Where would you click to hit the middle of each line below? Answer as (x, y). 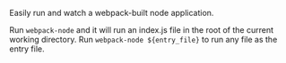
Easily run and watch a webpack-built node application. (112, 13)
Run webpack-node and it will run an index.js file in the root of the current (142, 30)
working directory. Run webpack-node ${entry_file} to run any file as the (143, 39)
